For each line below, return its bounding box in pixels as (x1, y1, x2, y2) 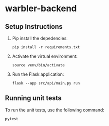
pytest (5, 116, 18, 121)
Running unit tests (5, 94, 62, 103)
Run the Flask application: (12, 71, 64, 77)
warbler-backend (5, 3, 77, 14)
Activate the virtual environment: (12, 53, 78, 59)
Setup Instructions (5, 22, 63, 31)
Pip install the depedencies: (12, 35, 68, 41)
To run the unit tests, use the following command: (5, 107, 105, 113)
